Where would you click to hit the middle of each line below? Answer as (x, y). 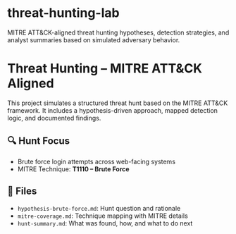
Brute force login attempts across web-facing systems (97, 161)
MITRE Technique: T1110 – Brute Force (73, 169)
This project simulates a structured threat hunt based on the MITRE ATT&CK (118, 103)
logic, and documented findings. (54, 118)
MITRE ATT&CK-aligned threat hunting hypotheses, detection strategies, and (118, 32)
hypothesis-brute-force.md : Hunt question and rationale (99, 208)
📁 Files (22, 191)
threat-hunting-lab (63, 13)
